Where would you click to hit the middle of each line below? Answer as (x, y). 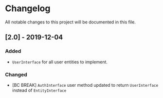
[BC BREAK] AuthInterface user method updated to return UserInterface (85, 85)
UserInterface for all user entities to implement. (60, 62)
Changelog (28, 9)
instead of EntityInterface (39, 90)
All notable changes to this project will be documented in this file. (71, 22)
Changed (16, 75)
